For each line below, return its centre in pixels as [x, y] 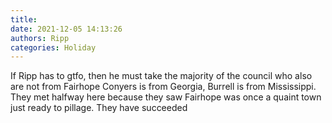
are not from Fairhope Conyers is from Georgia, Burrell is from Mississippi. [163, 87]
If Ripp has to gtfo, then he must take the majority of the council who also [161, 76]
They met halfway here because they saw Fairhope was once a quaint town [166, 97]
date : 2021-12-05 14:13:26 [66, 29]
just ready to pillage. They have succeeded [99, 108]
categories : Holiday [53, 47]
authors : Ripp [40, 38]
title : [24, 19]
